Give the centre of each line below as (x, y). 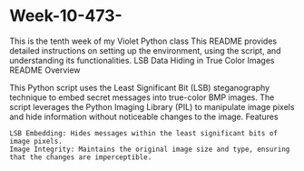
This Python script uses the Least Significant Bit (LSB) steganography (140, 87)
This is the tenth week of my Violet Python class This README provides (143, 41)
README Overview (45, 70)
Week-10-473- (66, 16)
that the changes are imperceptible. (81, 157)
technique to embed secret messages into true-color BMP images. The (142, 97)
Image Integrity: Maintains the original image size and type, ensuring (150, 149)
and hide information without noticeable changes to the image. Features (144, 116)
